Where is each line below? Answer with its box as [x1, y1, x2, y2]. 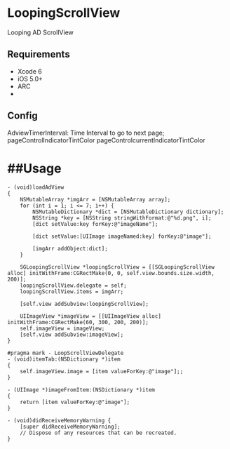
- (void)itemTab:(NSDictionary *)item [7, 356, 121, 363]
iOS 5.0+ [17, 74, 43, 83]
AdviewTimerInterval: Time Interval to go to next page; [7, 128, 165, 137]
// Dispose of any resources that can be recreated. [20, 429, 177, 436]
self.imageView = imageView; [20, 325, 105, 332]
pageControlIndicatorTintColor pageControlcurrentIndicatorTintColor [7, 135, 205, 145]
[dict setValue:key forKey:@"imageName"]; [32, 220, 158, 227]
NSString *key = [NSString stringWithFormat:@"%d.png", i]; [32, 214, 212, 222]
